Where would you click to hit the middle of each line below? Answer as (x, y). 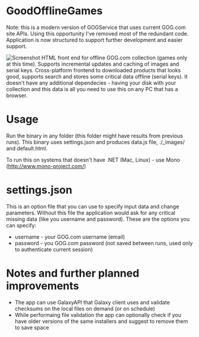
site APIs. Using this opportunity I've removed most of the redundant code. (97, 33)
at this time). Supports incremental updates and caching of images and (93, 64)
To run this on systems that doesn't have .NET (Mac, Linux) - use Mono (93, 160)
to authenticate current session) (54, 249)
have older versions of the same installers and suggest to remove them (101, 321)
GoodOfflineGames (54, 11)
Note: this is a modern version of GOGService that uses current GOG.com (96, 27)
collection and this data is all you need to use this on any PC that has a (92, 89)
